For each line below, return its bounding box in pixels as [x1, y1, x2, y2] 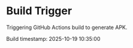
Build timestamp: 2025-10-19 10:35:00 [6, 35, 101, 42]
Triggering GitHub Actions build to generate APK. [6, 24, 128, 31]
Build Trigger [6, 4, 72, 18]
